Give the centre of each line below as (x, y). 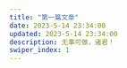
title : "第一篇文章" (44, 17)
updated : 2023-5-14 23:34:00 (63, 34)
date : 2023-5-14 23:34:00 (57, 26)
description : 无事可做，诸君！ (62, 42)
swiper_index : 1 (39, 50)
